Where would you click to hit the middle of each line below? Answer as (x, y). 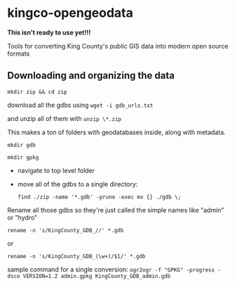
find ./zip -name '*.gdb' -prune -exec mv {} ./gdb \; (99, 197)
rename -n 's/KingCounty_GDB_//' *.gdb (66, 230)
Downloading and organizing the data (91, 76)
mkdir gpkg (23, 157)
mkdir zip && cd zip (38, 92)
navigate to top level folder (56, 170)
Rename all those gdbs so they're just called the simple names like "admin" (116, 210)
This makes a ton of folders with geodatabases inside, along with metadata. (116, 132)
